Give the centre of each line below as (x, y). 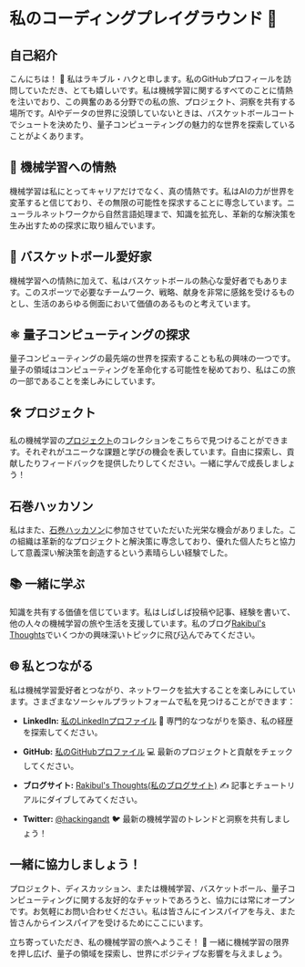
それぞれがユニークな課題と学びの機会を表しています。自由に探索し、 (155, 452)
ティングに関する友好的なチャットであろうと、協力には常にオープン (168, 899)
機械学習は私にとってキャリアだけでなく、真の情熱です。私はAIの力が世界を (152, 191)
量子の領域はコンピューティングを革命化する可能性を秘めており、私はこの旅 (152, 369)
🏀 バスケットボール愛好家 (81, 257)
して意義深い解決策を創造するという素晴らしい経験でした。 (121, 553)
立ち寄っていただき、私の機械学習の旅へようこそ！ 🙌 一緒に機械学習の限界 (149, 941)
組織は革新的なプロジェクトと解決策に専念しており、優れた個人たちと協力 (156, 541)
